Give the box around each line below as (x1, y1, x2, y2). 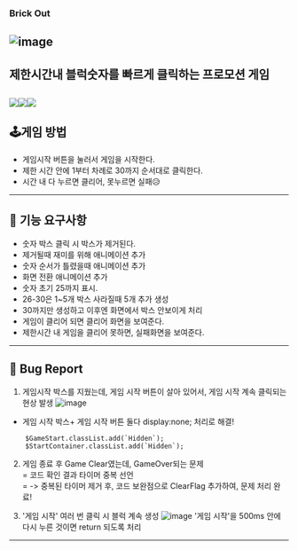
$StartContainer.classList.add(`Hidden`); (25, 442, 184, 451)
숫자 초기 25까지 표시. (21, 282, 98, 293)
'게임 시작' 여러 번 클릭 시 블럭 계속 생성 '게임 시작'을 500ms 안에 (21, 510, 281, 521)
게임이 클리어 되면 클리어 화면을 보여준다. (21, 316, 165, 326)
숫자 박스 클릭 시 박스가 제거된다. (21, 238, 136, 248)
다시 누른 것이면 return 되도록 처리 (21, 522, 142, 532)
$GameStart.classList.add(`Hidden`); (25, 434, 165, 443)
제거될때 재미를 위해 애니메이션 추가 (21, 249, 146, 260)
